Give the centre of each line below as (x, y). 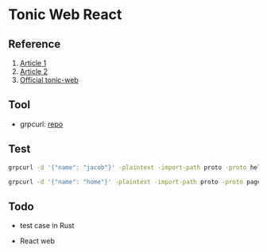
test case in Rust (47, 226)
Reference (35, 44)
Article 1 (33, 63)
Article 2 (33, 72)
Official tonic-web (49, 80)
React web (37, 241)
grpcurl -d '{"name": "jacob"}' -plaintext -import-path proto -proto (128, 167)
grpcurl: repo (41, 124)
